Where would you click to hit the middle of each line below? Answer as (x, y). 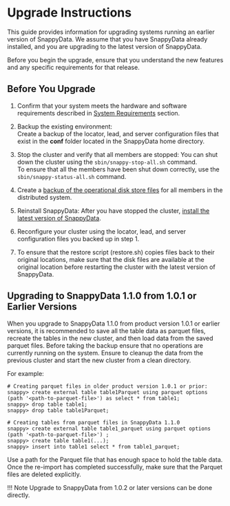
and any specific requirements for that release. (73, 67)
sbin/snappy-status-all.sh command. (72, 176)
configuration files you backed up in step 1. (78, 238)
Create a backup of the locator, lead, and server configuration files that (118, 133)
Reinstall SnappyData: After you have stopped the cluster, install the (113, 210)
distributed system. (44, 197)
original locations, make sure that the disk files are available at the (111, 259)
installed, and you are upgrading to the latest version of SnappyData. (105, 46)
